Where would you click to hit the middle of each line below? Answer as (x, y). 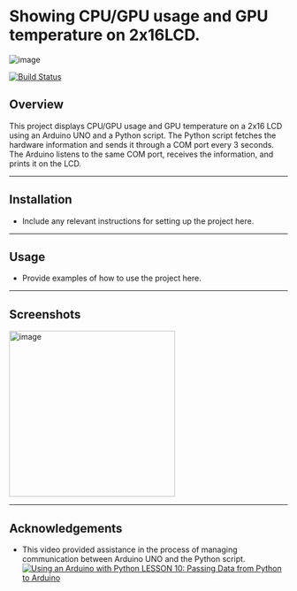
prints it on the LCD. (46, 163)
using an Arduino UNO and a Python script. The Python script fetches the (143, 135)
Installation (41, 200)
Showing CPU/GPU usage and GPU (139, 16)
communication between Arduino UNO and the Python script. (133, 559)
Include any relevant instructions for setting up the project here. (138, 221)
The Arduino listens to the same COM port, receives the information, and (141, 154)
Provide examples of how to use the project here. (111, 278)
